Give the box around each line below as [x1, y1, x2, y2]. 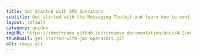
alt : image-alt [6, 41, 43, 47]
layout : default [6, 19, 46, 25]
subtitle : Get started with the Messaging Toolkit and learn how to [6, 14, 177, 20]
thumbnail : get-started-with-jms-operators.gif [6, 36, 125, 41]
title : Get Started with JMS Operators [6, 8, 104, 15]
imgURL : [6, 30, 25, 36]
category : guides [6, 24, 49, 31]
